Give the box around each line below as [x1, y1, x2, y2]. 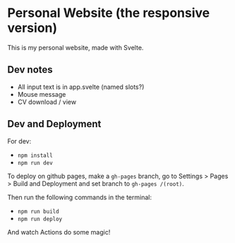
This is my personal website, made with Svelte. [7, 43, 144, 52]
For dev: [7, 136, 32, 146]
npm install [17, 152, 53, 159]
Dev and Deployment [7, 118, 102, 130]
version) [7, 20, 58, 36]
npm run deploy [17, 215, 63, 223]
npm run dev [17, 159, 53, 167]
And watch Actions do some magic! [7, 227, 111, 236]
